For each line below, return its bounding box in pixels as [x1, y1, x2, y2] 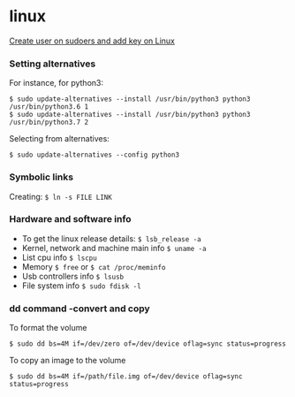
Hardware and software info [9, 213, 132, 225]
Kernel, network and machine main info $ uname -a [21, 242, 207, 253]
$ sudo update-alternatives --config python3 [9, 150, 179, 160]
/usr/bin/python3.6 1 [9, 103, 89, 111]
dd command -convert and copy [9, 302, 150, 315]
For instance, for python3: [9, 78, 104, 88]
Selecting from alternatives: [9, 134, 110, 144]
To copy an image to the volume [9, 355, 126, 366]
